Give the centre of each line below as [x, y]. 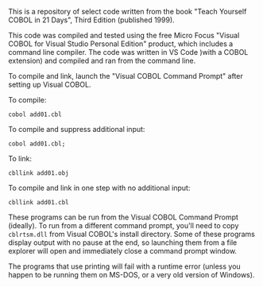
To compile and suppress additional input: [77, 129]
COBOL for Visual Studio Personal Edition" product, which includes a [121, 44]
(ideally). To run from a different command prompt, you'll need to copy [124, 225]
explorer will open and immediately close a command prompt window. [122, 251]
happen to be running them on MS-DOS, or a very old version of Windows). [131, 275]
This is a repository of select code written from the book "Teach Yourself [128, 12]
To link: [20, 159]
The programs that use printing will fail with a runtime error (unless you [124, 266]
